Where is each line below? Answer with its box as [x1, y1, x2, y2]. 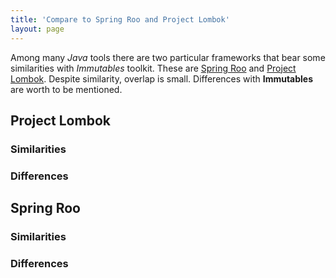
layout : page [10, 24, 65, 34]
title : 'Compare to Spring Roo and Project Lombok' [10, 14, 230, 25]
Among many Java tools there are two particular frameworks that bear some [10, 51, 326, 63]
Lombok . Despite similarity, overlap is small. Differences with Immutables [10, 72, 314, 85]
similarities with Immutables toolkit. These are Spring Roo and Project [10, 62, 297, 74]
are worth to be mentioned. [10, 83, 123, 95]
